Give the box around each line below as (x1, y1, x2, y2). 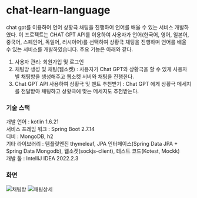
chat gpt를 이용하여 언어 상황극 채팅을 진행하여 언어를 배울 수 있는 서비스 (6, 24, 173, 31)
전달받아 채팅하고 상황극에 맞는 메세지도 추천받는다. (21, 88, 139, 95)
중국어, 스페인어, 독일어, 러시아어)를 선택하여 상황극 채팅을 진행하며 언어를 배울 (6, 38, 187, 45)
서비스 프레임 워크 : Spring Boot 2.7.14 (6, 126, 95, 133)
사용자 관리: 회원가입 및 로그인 (14, 58, 84, 65)
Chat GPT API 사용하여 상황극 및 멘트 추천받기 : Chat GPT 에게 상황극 (14, 80, 176, 87)
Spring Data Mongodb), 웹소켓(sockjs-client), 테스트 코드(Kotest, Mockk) (6, 147, 181, 155)
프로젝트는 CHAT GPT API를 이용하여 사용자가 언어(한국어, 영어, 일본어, (24, 31, 189, 38)
